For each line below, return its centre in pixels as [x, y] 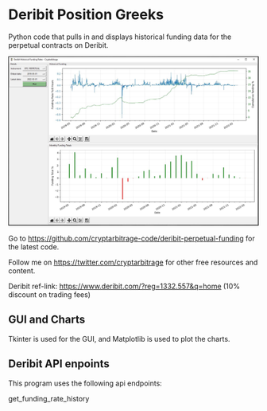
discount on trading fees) [50, 295]
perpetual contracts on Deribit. [58, 45]
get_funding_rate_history [49, 398]
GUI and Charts [47, 320]
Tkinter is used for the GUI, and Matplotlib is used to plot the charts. [119, 339]
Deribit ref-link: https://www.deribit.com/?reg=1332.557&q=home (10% [124, 286]
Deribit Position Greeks [86, 15]
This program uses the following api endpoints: [85, 383]
